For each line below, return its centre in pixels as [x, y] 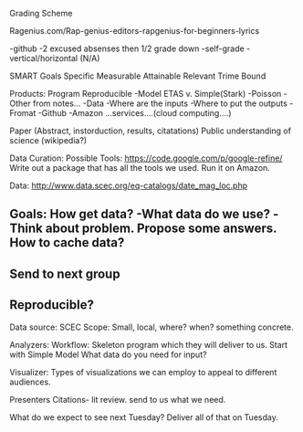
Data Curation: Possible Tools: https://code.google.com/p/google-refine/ [146, 158]
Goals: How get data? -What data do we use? [140, 214]
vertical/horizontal [44, 58]
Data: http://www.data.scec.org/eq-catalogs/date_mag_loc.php [129, 185]
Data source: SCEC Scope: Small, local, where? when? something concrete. [151, 327]
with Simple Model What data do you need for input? [108, 354]
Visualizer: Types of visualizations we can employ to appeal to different [143, 372]
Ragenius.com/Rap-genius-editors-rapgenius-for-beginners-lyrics [135, 31]
